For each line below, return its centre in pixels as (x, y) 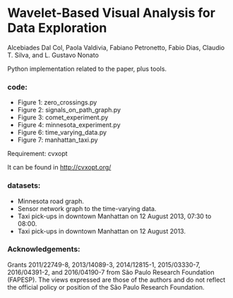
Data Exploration (57, 28)
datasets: (24, 186)
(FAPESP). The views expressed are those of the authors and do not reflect (116, 280)
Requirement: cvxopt (38, 154)
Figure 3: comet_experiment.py (63, 117)
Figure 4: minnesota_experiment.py (69, 125)
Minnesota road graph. (51, 201)
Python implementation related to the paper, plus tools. (87, 68)
